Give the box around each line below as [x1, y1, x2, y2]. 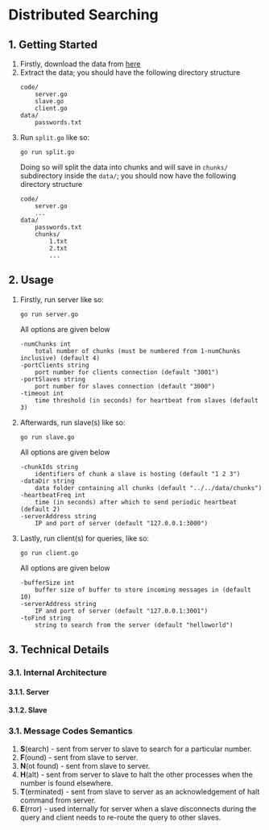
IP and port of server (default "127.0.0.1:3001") [35, 607, 209, 615]
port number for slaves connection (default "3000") [35, 382, 216, 390]
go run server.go [19, 310, 79, 318]
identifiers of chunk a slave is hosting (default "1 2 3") [35, 470, 241, 478]
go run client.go [19, 549, 79, 557]
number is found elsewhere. [19, 778, 114, 787]
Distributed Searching [8, 6, 159, 24]
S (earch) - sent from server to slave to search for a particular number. [19, 744, 252, 753]
